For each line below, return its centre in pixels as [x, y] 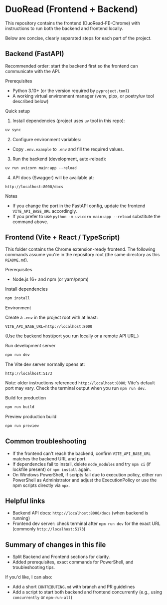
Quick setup [17, 111]
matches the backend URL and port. [49, 458]
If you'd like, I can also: [29, 577]
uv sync [13, 130]
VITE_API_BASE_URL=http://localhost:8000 [49, 327]
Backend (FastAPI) [35, 54]
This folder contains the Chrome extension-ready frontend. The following [80, 249]
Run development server [30, 346]
